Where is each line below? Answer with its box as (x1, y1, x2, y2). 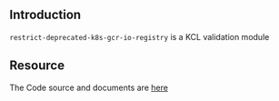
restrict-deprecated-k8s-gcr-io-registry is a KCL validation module (9, 31, 270, 42)
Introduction (9, 7, 82, 23)
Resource (9, 58, 65, 74)
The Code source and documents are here (9, 82, 168, 93)
